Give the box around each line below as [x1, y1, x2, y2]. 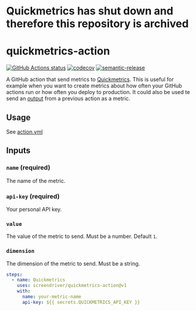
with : [17, 288, 31, 294]
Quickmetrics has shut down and [6, 4, 173, 18]
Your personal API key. [6, 206, 62, 213]
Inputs [6, 146, 31, 156]
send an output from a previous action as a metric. [6, 95, 130, 102]
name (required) [6, 164, 51, 172]
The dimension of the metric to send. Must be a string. [6, 259, 140, 267]
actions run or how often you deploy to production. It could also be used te [6, 89, 190, 96]
